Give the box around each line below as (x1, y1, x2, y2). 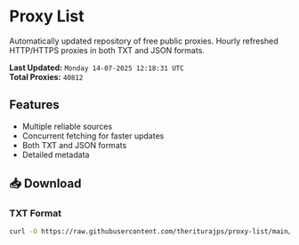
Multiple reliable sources (21, 121, 113, 131)
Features (9, 98, 60, 113)
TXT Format (9, 207, 62, 219)
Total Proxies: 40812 (9, 71, 84, 82)
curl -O (9, 227, 38, 236)
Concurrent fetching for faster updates (21, 130, 165, 141)
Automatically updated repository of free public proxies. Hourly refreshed (9, 36, 279, 46)
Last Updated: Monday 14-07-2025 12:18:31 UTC (9, 62, 184, 73)
